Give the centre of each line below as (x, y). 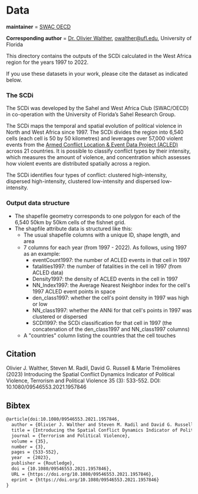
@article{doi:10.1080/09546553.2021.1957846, (63, 419)
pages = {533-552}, (35, 452)
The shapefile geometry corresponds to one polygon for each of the (98, 216)
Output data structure (38, 203)
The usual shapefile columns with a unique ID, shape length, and (102, 235)
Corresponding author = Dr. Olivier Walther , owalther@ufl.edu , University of (99, 38)
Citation (21, 353)
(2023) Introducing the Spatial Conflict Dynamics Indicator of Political (90, 374)
